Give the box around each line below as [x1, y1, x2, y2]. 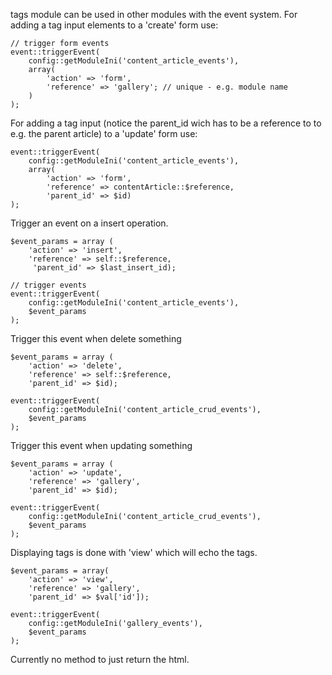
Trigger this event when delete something [10, 333, 182, 344]
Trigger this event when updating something [10, 440, 193, 451]
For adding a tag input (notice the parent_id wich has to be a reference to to [10, 117, 322, 129]
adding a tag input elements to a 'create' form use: [10, 19, 219, 31]
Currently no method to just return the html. [10, 654, 190, 665]
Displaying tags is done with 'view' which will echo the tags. [10, 547, 258, 558]
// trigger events [10, 280, 87, 290]
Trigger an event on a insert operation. [10, 217, 169, 229]
